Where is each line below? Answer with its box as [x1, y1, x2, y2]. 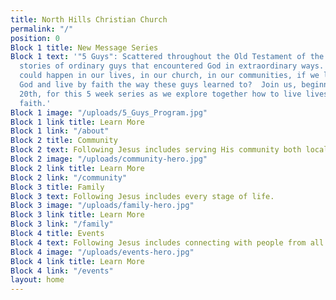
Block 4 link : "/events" [10, 266, 114, 276]
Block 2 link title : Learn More [10, 163, 145, 173]
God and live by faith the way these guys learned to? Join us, [19, 80, 298, 90]
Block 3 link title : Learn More [10, 210, 145, 220]
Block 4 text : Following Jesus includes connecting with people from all [10, 237, 325, 248]
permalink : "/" [10, 24, 74, 34]
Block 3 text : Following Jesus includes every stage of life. [10, 191, 275, 201]
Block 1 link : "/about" [10, 126, 110, 136]
